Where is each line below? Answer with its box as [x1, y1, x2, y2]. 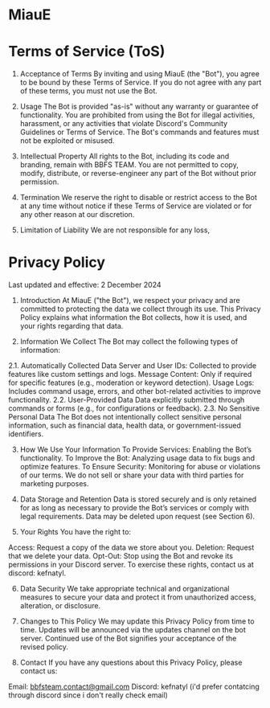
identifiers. [8, 429, 44, 439]
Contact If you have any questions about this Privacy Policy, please [19, 657, 243, 668]
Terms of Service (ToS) [8, 43, 166, 61]
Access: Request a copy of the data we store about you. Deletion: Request [8, 542, 255, 552]
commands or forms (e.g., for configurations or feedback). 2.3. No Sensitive [8, 403, 260, 413]
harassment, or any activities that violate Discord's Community [19, 119, 227, 129]
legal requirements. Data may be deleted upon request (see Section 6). [19, 512, 256, 522]
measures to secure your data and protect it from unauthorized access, [19, 592, 256, 602]
